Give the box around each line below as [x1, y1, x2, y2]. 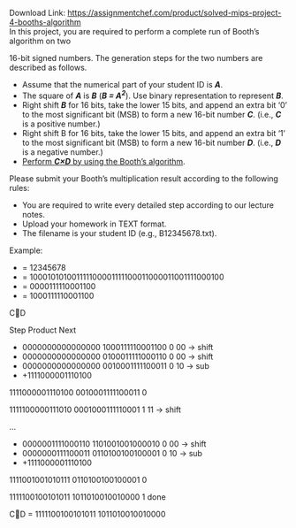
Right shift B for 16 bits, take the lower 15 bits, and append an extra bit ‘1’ [21, 127, 285, 138]
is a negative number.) [21, 146, 103, 157]
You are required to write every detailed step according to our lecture [21, 199, 275, 210]
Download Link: [9, 8, 66, 18]
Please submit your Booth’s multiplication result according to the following [9, 172, 278, 184]
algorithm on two [9, 35, 72, 46]
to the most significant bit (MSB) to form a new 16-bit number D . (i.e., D [21, 137, 281, 148]
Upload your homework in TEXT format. [21, 218, 167, 229]
